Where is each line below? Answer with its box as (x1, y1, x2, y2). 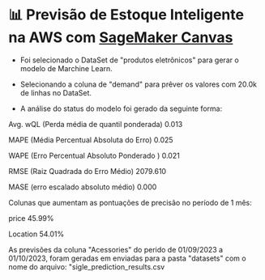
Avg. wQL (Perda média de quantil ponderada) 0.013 (8, 119, 183, 129)
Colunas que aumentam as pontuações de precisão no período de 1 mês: (8, 197, 253, 207)
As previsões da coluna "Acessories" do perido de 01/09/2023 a (8, 244, 224, 254)
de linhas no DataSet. (19, 87, 92, 97)
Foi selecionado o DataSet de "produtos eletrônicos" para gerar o (19, 55, 239, 65)
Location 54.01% (8, 229, 65, 239)
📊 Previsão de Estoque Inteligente (8, 6, 245, 24)
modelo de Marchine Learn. (19, 63, 113, 73)
